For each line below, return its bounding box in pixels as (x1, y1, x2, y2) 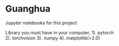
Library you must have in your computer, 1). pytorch (5, 29, 114, 35)
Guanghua (5, 3, 51, 15)
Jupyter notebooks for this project (5, 20, 78, 26)
